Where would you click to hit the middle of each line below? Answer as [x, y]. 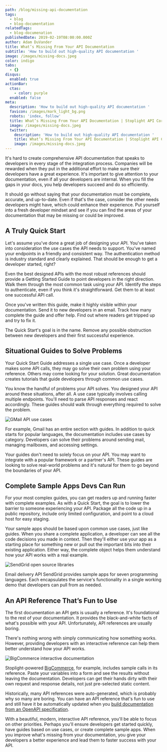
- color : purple [31, 93]
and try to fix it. [21, 320]
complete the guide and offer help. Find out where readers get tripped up [80, 315]
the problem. [18, 410]
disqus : [13, 75]
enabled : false [25, 98]
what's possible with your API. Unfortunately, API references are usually [79, 623]
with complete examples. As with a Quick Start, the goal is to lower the [77, 503]
